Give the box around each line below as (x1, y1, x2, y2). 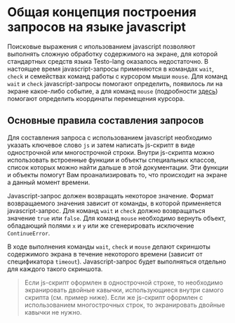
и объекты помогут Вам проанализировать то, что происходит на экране (7, 170, 228, 179)
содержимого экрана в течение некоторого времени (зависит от (7, 249, 203, 258)
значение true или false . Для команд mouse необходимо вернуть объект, (7, 214, 227, 222)
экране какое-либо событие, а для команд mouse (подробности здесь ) (7, 87, 218, 95)
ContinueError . (7, 228, 51, 237)
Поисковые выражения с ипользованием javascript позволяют (7, 42, 196, 50)
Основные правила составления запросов (7, 115, 204, 127)
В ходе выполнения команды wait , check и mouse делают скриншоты (7, 242, 210, 251)
